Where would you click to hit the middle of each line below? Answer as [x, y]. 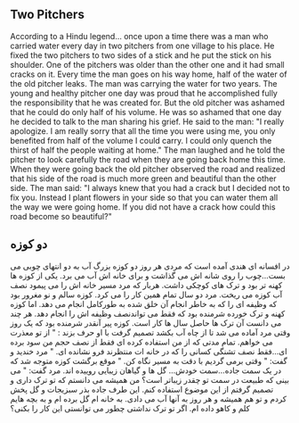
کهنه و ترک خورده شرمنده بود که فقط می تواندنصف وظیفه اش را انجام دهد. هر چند [148, 313]
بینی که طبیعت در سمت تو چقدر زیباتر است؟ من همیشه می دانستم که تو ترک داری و [150, 379]
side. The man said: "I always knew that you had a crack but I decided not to [150, 187]
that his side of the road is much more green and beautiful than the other [143, 178]
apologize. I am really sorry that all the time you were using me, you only [143, 131]
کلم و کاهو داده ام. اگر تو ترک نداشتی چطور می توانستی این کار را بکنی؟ [130, 408]
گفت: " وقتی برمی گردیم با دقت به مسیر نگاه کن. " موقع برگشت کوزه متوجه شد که [149, 361]
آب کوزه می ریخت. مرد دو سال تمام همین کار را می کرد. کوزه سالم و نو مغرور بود [146, 294]
